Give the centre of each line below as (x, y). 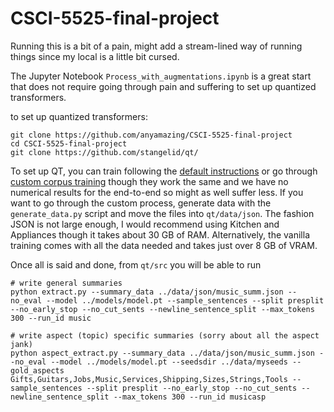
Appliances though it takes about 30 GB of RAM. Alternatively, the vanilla (160, 234)
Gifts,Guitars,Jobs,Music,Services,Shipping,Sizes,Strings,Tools (149, 379)
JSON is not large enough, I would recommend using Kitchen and (145, 224)
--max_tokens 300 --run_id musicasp (190, 397)
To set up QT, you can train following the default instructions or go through (164, 171)
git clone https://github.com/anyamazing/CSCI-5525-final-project (151, 135)
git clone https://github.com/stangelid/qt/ (104, 152)
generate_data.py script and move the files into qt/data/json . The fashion (162, 213)
